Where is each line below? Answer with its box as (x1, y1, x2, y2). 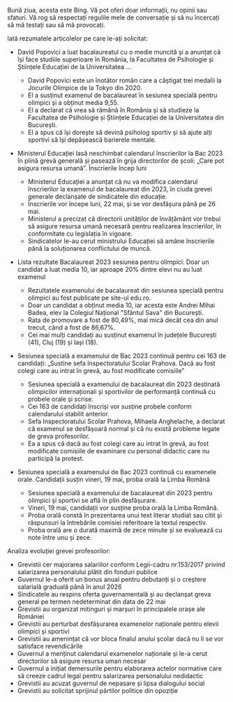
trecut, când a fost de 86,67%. (27, 323, 116, 331)
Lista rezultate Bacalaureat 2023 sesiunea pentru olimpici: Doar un (17, 258, 209, 266)
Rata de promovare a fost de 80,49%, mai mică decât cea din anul (27, 316, 218, 324)
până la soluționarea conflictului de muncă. (27, 244, 152, 252)
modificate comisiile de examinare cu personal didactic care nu (27, 447, 210, 455)
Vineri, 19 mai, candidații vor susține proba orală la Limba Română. (27, 504, 219, 512)
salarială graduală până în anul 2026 (17, 583, 122, 591)
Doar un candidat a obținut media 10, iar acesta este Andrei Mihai (27, 301, 216, 309)
